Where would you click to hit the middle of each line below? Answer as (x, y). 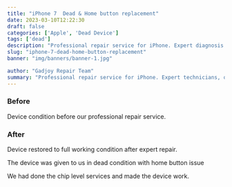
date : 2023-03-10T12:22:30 (46, 20)
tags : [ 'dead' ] (29, 39)
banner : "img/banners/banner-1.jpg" (60, 59)
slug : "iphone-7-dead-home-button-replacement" (77, 52)
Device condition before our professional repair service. (87, 116)
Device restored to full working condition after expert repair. (92, 150)
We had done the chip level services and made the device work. (98, 176)
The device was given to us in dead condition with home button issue (106, 163)
